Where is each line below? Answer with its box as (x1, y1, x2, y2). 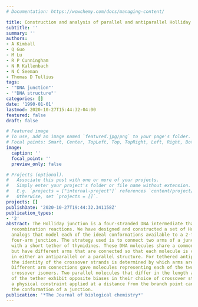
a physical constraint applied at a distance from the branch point (11, 281, 183, 287)
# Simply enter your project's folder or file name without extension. (6, 183, 192, 189)
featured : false (6, 112, 46, 118)
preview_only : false (11, 161, 62, 167)
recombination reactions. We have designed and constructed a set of (11, 226, 186, 232)
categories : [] (6, 96, 44, 102)
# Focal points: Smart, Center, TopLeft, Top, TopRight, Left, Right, (6, 139, 183, 145)
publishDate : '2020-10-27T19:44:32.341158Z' (6, 204, 117, 211)
